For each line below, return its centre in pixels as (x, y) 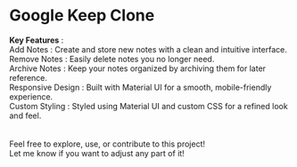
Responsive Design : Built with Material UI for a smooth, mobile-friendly (140, 87)
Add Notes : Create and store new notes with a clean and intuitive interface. (148, 49)
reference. (28, 77)
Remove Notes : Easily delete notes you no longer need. (112, 59)
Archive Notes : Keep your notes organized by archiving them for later (137, 68)
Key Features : (37, 40)
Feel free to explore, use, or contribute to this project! (107, 144)
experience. (31, 96)
